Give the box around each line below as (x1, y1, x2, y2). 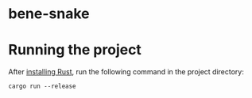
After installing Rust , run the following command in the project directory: (8, 67, 244, 77)
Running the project (8, 41, 142, 59)
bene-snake (8, 5, 90, 23)
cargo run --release (8, 82, 77, 91)
